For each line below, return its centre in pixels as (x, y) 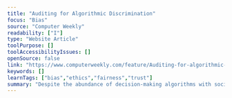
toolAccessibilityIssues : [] (49, 52)
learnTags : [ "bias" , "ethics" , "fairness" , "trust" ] (80, 78)
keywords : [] (26, 71)
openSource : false (33, 59)
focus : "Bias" (28, 20)
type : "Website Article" (43, 39)
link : (15, 65)
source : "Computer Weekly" (46, 26)
